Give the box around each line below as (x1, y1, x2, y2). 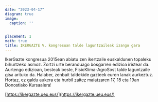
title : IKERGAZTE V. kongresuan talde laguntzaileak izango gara (5, 43, 140, 48)
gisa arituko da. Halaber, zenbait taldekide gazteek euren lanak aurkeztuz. (5, 72, 153, 77)
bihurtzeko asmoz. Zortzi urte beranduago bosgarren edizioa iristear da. (5, 61, 150, 67)
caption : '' (9, 20, 34, 26)
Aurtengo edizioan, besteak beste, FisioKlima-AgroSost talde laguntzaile (5, 66, 150, 73)
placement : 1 (5, 34, 32, 39)
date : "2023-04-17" (5, 7, 45, 12)
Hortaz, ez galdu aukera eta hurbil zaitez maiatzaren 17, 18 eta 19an (5, 77, 140, 83)
